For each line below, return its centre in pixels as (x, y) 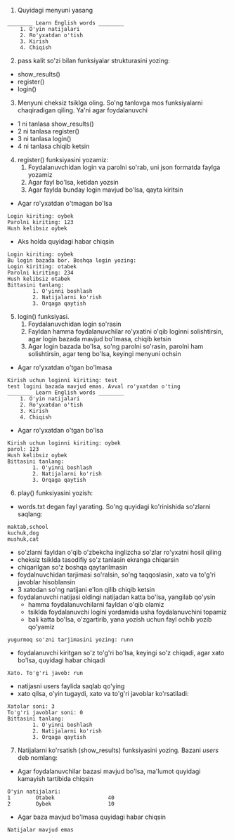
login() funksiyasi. (43, 316)
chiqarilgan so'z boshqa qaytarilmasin (72, 567)
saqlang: (30, 514)
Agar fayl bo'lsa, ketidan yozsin (73, 182)
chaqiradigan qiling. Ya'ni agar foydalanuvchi (82, 110)
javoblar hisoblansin (46, 582)
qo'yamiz (41, 627)
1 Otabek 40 (61, 798)
